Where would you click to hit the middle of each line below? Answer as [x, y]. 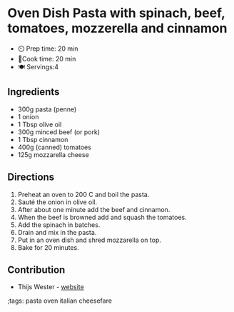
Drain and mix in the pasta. [57, 232]
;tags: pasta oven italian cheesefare [60, 301]
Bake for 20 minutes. [49, 247]
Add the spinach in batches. [59, 225]
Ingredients [34, 92]
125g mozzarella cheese [53, 154]
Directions [31, 177]
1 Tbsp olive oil [40, 124]
